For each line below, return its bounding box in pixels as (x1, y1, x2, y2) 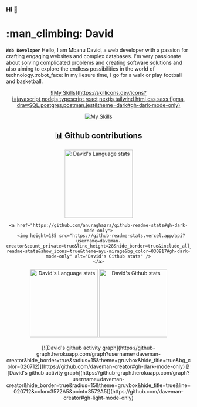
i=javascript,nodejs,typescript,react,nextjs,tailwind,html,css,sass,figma (12, 95, 184, 102)
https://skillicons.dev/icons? (79, 89, 147, 96)
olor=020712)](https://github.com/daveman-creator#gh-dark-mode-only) (7, 363, 185, 370)
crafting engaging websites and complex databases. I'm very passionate (6, 52, 182, 59)
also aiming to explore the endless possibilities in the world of (6, 65, 155, 72)
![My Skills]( (50, 89, 80, 96)
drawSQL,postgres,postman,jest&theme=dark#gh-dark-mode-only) (16, 101, 181, 108)
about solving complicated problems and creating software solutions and (6, 59, 183, 66)
